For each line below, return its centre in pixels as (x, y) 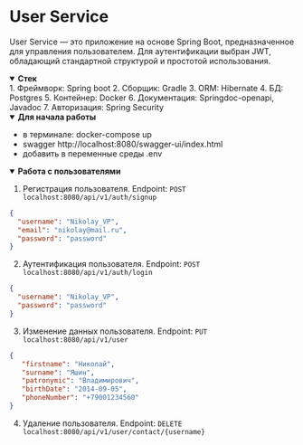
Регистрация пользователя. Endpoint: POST (104, 188)
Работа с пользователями (69, 171)
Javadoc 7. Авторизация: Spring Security (87, 107)
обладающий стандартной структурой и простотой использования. (140, 61)
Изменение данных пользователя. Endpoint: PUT (115, 331)
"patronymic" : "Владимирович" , (80, 381)
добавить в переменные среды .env (92, 153)
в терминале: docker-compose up (87, 134)
